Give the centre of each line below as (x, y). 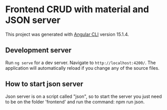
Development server (38, 50)
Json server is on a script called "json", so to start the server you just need (83, 96)
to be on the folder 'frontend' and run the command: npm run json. (75, 102)
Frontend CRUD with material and (77, 9)
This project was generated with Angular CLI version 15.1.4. (67, 34)
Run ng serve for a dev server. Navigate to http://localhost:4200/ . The (81, 63)
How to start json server (44, 84)
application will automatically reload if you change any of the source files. (82, 68)
